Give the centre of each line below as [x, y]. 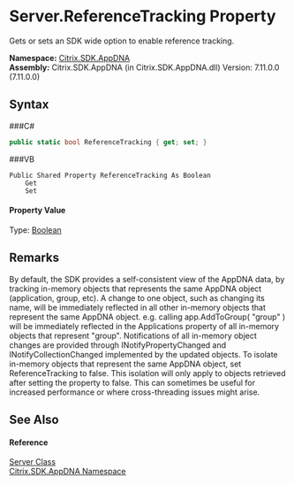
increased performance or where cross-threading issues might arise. [135, 392]
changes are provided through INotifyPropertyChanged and [118, 345]
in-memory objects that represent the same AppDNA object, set [125, 364]
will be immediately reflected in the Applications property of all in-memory [144, 326]
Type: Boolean [35, 230]
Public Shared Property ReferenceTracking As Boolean [110, 175]
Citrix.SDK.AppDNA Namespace [68, 472]
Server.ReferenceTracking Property [143, 16]
